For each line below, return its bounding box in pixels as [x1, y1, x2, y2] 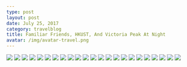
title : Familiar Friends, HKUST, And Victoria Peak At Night [6, 32, 166, 38]
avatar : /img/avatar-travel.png [6, 37, 89, 43]
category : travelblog [6, 26, 62, 32]
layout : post [6, 15, 40, 21]
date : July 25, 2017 [6, 20, 59, 26]
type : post [6, 9, 34, 15]
